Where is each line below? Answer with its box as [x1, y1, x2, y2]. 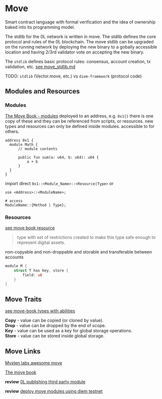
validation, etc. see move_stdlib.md [5, 64, 75, 70]
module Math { [9, 142, 38, 147]
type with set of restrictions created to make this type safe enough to [17, 234, 156, 240]
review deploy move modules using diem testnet [5, 388, 103, 394]
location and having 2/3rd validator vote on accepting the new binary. [5, 49, 144, 55]
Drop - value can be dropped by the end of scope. [5, 323, 106, 328]
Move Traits [5, 295, 42, 303]
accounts [5, 254, 24, 260]
